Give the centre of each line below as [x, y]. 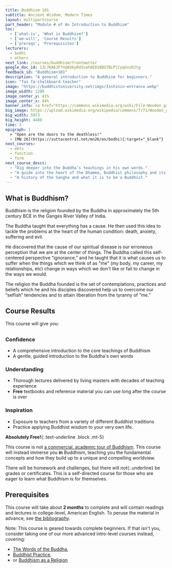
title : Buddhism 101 [27, 10]
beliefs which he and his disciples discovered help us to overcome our [79, 290]
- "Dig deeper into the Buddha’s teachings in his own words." [79, 168]
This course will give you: [32, 323]
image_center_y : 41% [27, 96]
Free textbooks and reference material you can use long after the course [89, 392]
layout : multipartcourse [32, 20]
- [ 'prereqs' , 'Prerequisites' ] [45, 44]
